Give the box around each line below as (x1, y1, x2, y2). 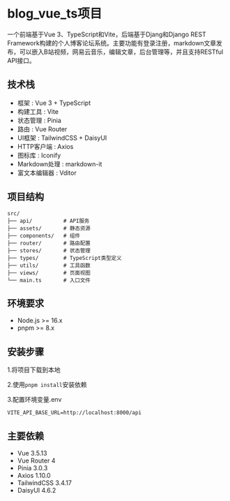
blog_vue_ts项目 (7, 6, 102, 22)
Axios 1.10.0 (17, 472, 51, 479)
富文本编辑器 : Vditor (17, 168, 77, 177)
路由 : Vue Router (17, 124, 68, 133)
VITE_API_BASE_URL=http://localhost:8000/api (7, 409, 141, 416)
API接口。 (7, 56, 36, 64)
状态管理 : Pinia (17, 116, 61, 124)
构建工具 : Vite (17, 107, 59, 115)
